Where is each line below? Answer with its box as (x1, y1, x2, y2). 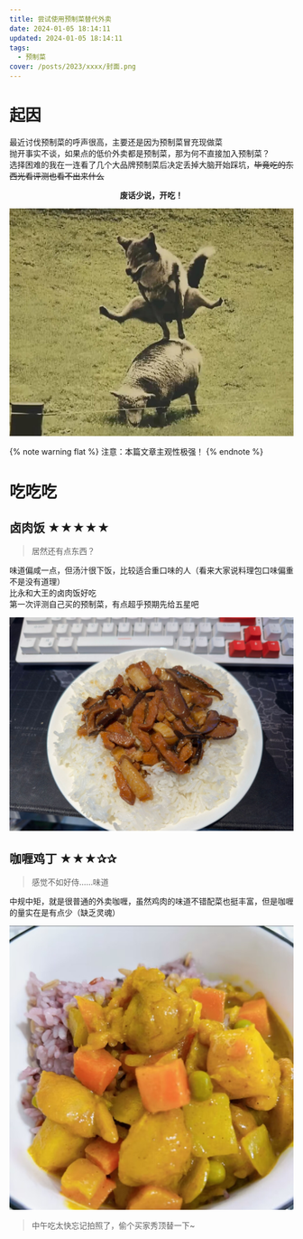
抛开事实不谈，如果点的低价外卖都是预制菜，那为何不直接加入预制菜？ (9, 147, 271, 158)
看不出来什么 (56, 170, 105, 181)
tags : (9, 43, 30, 52)
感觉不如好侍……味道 (31, 877, 109, 887)
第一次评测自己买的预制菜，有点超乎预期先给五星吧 (9, 599, 199, 610)
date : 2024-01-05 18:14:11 (9, 23, 111, 33)
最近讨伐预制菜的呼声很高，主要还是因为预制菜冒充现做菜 (9, 136, 223, 147)
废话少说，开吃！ (120, 190, 183, 201)
